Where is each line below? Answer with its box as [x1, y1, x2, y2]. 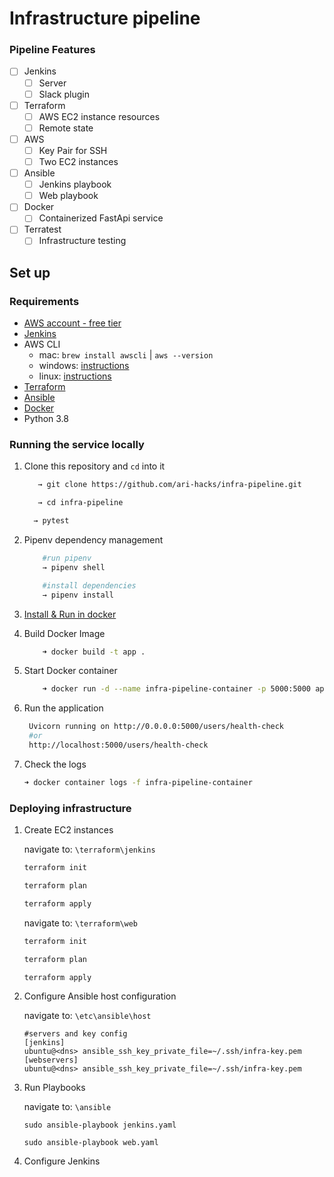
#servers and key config [23, 1029, 128, 1039]
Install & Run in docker [23, 608, 117, 620]
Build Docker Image [23, 627, 106, 639]
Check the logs [23, 758, 87, 770]
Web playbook [38, 190, 99, 202]
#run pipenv [42, 553, 92, 564]
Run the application [23, 702, 104, 714]
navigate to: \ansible [23, 1101, 112, 1113]
